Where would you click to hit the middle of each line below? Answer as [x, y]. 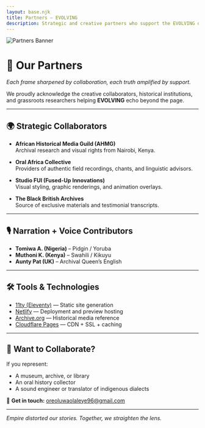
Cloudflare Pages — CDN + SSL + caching [68, 324]
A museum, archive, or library [52, 376]
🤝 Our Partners [45, 65]
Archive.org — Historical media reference [67, 318]
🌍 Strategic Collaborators [57, 126]
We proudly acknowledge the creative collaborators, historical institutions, [99, 94]
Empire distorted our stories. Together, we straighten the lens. [84, 418]
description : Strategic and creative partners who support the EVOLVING [101, 23]
